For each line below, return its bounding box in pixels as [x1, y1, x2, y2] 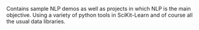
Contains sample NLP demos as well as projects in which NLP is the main [6, 5, 191, 12]
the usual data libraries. [6, 18, 66, 25]
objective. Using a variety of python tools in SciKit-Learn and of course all [6, 11, 193, 19]
